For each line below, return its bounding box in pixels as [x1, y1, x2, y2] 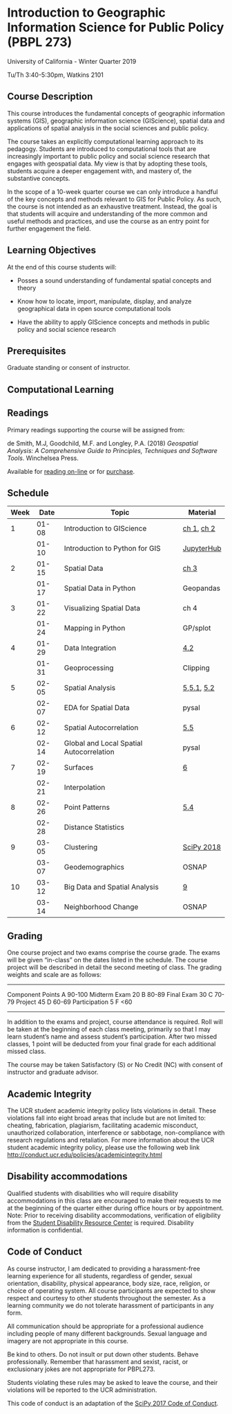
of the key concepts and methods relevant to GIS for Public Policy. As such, [7, 195, 222, 203]
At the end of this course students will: [7, 263, 117, 271]
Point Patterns [64, 802, 110, 812]
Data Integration [64, 643, 117, 653]
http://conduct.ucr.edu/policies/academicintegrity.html [7, 1151, 162, 1159]
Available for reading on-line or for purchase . [7, 467, 135, 475]
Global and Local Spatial [64, 739, 143, 748]
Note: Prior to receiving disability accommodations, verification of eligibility [7, 1211, 221, 1219]
